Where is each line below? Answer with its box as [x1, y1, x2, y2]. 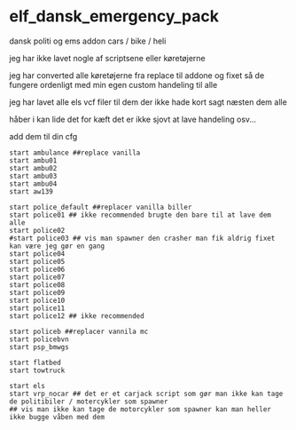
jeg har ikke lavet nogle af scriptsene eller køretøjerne [9, 52, 206, 63]
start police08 [9, 280, 66, 290]
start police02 [9, 226, 66, 235]
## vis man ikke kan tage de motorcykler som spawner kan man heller [9, 404, 272, 414]
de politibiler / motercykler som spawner [9, 397, 168, 406]
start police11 [9, 304, 66, 313]
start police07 [9, 273, 66, 282]
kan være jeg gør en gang [9, 242, 105, 251]
